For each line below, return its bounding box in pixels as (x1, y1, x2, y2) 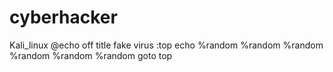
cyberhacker (9, 6, 118, 29)
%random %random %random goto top (9, 49, 173, 61)
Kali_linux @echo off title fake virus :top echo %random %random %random (9, 39, 324, 51)
